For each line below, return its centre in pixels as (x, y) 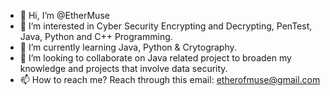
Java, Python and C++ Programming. (96, 36)
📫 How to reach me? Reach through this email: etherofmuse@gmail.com (170, 79)
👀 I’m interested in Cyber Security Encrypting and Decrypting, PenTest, (166, 26)
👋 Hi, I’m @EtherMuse (64, 15)
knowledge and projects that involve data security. (123, 68)
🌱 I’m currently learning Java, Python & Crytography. (128, 47)
